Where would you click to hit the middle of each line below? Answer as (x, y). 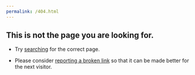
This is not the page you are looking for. (80, 35)
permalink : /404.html (33, 11)
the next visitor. (33, 67)
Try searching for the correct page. (57, 49)
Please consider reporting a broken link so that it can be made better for (102, 61)
